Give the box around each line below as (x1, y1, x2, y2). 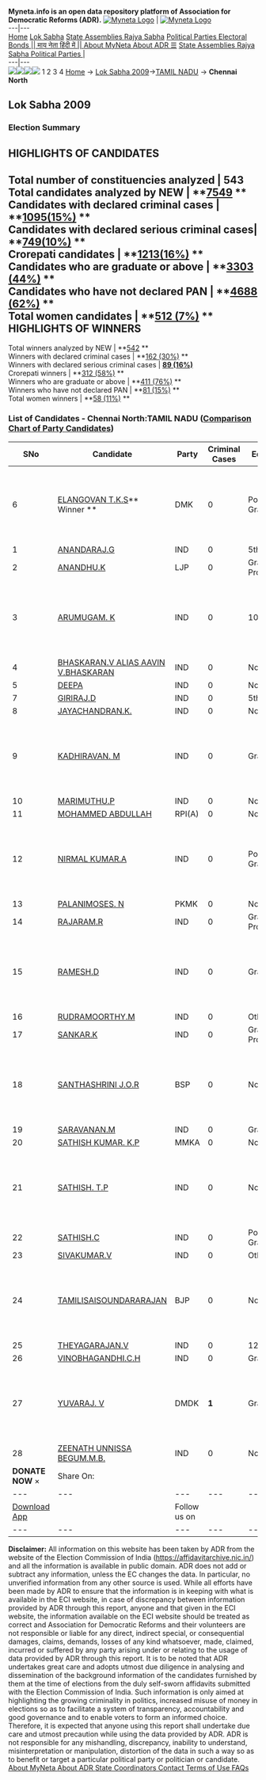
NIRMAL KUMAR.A (57, 853, 127, 864)
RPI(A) (174, 808, 199, 819)
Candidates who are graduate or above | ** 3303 (8, 261, 254, 274)
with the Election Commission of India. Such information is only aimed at (8, 1687, 244, 1697)
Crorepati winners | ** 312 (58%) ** (8, 368, 124, 378)
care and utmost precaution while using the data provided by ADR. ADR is (8, 1729, 249, 1739)
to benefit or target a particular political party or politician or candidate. (8, 1754, 240, 1764)
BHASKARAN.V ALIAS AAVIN (57, 656, 165, 667)
